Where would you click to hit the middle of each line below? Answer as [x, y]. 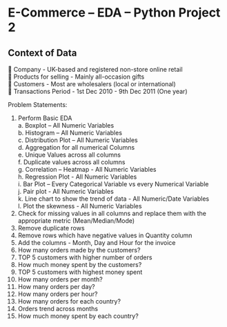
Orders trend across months [58, 309]
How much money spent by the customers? [80, 265]
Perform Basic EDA [45, 118]
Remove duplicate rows [51, 228]
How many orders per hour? [58, 294]
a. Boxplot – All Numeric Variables [66, 125]
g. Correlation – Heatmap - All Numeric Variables [87, 169]
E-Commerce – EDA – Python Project [114, 13]
